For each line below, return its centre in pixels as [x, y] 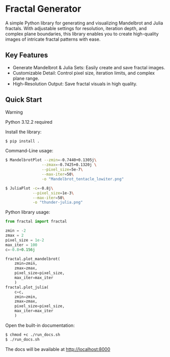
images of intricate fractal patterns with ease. [53, 39]
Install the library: [23, 132]
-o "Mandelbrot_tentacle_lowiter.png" [83, 179]
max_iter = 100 [21, 245]
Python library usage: [28, 212]
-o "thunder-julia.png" [58, 202]
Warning [14, 112]
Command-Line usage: [29, 151]
